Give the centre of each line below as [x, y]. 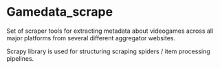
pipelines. [20, 58]
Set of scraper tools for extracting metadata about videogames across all [110, 31]
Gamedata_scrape [60, 12]
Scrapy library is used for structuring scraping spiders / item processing [108, 51]
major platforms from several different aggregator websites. [91, 38]
